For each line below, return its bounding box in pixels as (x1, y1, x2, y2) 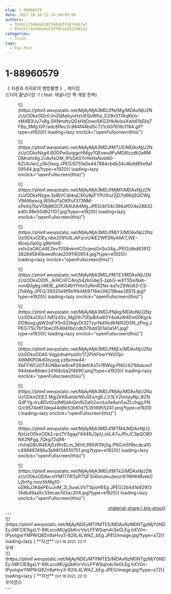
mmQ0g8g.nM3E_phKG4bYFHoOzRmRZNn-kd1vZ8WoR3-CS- (18, 282, 149, 289)
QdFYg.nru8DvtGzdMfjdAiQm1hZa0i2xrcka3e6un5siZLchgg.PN (18, 399, 151, 405)
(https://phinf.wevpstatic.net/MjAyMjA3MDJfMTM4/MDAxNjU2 (18, 425, 150, 431)
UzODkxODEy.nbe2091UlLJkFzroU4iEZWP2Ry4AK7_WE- (18, 235, 137, 241)
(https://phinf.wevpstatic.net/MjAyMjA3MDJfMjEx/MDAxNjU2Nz (18, 346, 153, 352)
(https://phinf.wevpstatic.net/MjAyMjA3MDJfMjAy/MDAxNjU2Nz (18, 388, 153, 394)
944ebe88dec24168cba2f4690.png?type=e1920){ (18, 368, 124, 374)
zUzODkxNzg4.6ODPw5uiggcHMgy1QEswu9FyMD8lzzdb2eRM (18, 149, 151, 156)
